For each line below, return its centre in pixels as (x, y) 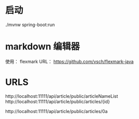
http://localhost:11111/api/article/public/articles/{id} (58, 101)
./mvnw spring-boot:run (30, 24)
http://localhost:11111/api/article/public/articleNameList (62, 96)
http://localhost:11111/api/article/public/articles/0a (56, 111)
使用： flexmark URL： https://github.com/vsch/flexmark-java (69, 62)
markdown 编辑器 (42, 47)
